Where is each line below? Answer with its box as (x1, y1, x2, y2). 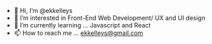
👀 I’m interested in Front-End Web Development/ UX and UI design (13, 14, 206, 22)
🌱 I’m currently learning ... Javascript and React (13, 21, 151, 29)
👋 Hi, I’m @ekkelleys (13, 7, 73, 14)
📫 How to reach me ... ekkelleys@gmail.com (13, 29, 143, 37)
